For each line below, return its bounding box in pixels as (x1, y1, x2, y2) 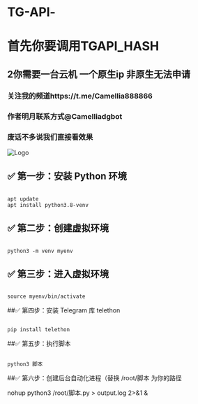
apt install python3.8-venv (7, 201, 89, 208)
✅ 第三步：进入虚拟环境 (7, 268, 109, 280)
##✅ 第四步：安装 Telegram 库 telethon (7, 306, 121, 315)
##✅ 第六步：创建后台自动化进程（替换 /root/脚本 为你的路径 (7, 374, 182, 382)
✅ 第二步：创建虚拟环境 (7, 222, 109, 234)
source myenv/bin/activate (7, 293, 86, 301)
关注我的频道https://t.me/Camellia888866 (7, 91, 153, 101)
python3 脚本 (7, 361, 43, 368)
